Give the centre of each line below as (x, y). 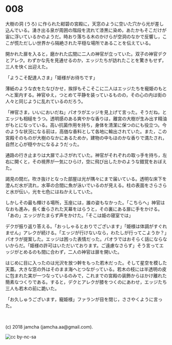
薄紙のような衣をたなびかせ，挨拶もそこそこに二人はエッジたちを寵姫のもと (86, 88)
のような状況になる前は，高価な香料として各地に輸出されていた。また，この (86, 131)
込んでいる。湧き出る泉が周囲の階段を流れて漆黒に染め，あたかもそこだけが (86, 30)
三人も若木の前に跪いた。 (32, 288)
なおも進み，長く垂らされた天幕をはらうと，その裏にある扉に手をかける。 (84, 209)
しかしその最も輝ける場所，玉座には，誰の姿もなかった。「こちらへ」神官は (85, 202)
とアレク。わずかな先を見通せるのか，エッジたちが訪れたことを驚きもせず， (86, 60)
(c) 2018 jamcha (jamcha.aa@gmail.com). (49, 327)
